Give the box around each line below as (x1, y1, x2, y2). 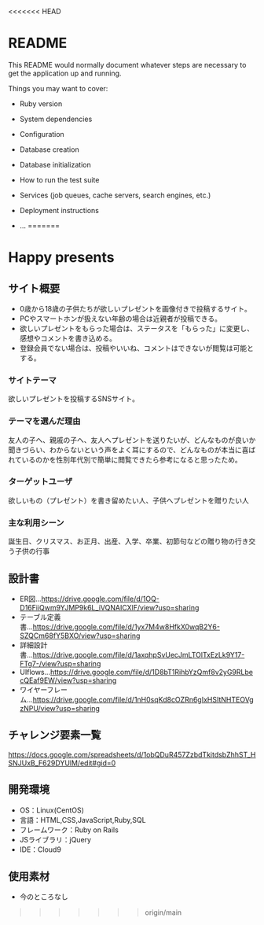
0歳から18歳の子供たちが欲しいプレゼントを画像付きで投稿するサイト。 (19, 304, 251, 313)
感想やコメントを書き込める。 (19, 334, 116, 343)
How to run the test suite (19, 175, 100, 184)
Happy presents (8, 249, 115, 267)
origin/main (145, 908, 182, 917)
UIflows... (19, 667, 51, 676)
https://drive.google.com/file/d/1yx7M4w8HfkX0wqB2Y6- (32, 621, 220, 632)
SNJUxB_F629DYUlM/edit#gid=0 (8, 758, 116, 768)
